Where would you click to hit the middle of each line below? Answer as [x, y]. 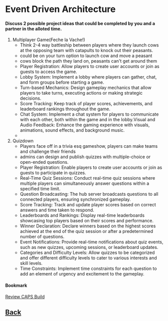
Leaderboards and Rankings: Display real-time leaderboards [82, 215]
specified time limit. [40, 189]
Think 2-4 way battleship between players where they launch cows [89, 45]
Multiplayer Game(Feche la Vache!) [49, 40]
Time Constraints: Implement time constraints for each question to [88, 268]
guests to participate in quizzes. [53, 173]
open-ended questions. [44, 162]
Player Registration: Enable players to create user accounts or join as [91, 168]
